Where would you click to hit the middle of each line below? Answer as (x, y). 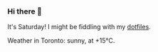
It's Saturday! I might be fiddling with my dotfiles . (79, 27)
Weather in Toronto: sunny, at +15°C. (61, 41)
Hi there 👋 (25, 11)
